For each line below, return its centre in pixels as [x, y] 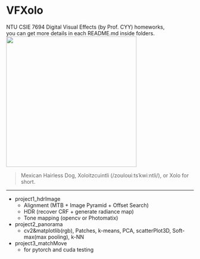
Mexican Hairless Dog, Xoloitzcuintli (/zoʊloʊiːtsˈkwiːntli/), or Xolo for [105, 175]
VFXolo [25, 10]
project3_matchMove [41, 243]
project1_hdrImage [37, 199]
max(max [35, 237]
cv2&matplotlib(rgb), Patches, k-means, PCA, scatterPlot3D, [97, 230]
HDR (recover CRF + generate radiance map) [79, 211]
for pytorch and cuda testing [59, 249]
